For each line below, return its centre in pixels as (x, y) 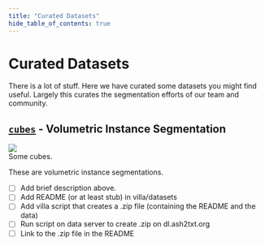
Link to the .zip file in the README (77, 233)
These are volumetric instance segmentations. (86, 172)
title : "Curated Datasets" (54, 16)
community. (28, 103)
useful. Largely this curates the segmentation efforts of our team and (124, 95)
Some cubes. (30, 157)
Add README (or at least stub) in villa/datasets (98, 197)
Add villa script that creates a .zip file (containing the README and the (138, 206)
